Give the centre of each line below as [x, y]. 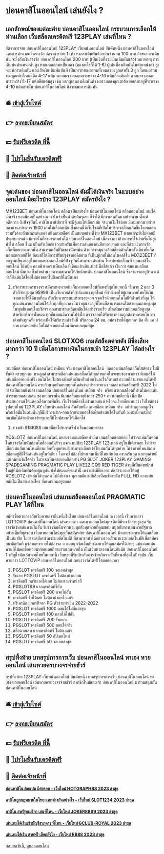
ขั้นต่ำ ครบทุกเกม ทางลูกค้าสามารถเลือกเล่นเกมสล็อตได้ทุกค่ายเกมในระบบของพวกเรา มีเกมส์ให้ [80, 374]
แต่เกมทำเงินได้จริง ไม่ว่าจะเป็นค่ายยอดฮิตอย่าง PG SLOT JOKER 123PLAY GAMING [78, 459]
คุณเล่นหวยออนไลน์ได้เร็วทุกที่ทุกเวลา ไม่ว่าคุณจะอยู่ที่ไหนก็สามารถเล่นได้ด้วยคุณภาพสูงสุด [84, 303]
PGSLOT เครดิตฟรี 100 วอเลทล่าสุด [43, 570]
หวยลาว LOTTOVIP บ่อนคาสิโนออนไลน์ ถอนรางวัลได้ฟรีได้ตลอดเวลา [62, 561]
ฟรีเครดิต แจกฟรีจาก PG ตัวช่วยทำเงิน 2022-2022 [55, 603]
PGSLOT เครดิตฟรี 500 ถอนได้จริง [42, 625]
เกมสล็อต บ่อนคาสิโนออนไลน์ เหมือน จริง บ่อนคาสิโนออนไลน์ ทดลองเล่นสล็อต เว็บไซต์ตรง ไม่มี [82, 368]
